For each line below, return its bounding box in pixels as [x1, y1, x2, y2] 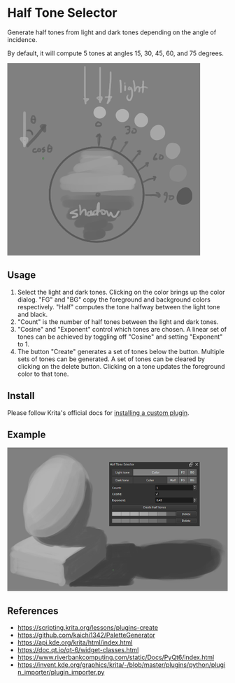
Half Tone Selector [7, 5, 117, 21]
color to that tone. [17, 369, 69, 378]
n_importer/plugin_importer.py [17, 668, 105, 677]
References [7, 605, 59, 617]
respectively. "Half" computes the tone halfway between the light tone [17, 302, 220, 311]
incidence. [7, 35, 38, 43]
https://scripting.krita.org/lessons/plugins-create [17, 624, 159, 632]
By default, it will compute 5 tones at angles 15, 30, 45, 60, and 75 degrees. [7, 49, 224, 57]
